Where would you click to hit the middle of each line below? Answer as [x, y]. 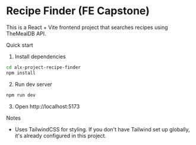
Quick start [20, 45]
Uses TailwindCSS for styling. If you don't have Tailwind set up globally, [102, 129]
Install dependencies [40, 56]
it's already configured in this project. [61, 136]
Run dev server [33, 84]
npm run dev [21, 95]
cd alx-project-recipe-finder [44, 67]
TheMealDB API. [26, 33]
